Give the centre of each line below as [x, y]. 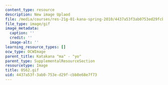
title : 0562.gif [22, 70]
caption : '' [22, 33]
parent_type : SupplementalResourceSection [50, 61]
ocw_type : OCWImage [25, 51]
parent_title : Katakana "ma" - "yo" [43, 56]
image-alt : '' [24, 42]
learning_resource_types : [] [35, 47]
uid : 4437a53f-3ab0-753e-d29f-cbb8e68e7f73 [51, 75]
